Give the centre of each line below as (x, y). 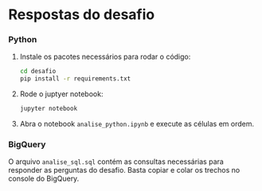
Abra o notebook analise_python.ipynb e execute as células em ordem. (137, 124)
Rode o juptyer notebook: (61, 94)
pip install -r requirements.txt (75, 79)
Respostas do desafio (82, 15)
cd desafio (38, 72)
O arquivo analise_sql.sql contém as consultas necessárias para (116, 162)
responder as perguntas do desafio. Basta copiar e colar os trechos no (124, 170)
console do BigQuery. (44, 179)
